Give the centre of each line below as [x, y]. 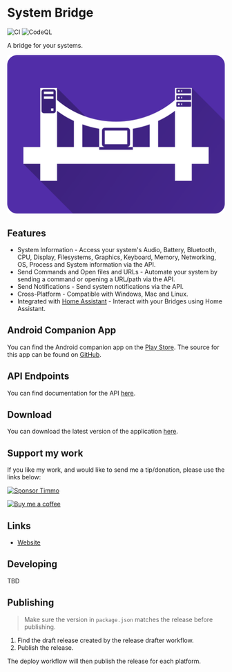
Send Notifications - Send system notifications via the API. [100, 286]
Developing [32, 564]
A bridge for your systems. [45, 45]
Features [27, 233]
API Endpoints [38, 377]
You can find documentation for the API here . [71, 393]
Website [29, 542]
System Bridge [50, 13]
